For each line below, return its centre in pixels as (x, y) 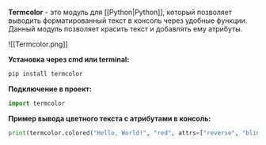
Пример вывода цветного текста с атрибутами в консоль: (110, 118)
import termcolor (37, 103)
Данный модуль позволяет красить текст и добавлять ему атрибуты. (125, 29)
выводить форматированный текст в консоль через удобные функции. (128, 20)
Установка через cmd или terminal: (69, 59)
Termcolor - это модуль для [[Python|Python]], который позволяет (120, 12)
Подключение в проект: (50, 89)
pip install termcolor (46, 74)
